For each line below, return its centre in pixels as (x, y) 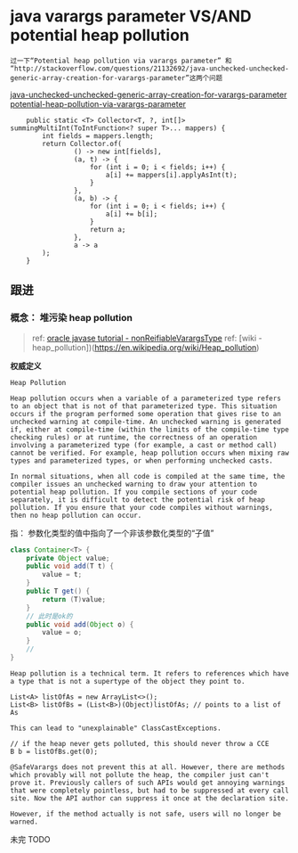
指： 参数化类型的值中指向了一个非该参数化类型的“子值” (112, 533)
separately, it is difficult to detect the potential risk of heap (138, 500)
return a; (108, 229)
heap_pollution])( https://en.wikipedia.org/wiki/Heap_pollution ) (145, 347)
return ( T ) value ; (74, 599)
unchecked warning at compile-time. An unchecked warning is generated (145, 422)
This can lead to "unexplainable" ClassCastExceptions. (116, 728)
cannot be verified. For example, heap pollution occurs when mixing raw (150, 453)
